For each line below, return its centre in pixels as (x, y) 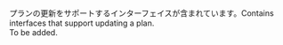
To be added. (33, 32)
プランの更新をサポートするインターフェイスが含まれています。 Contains (141, 13)
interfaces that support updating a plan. (82, 23)
